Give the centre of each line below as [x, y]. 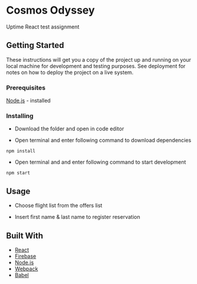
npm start [18, 173]
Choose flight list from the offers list [58, 206]
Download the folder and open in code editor [69, 129]
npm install [21, 151]
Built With [25, 236]
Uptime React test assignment [43, 27]
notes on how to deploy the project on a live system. [70, 72]
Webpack [26, 269]
